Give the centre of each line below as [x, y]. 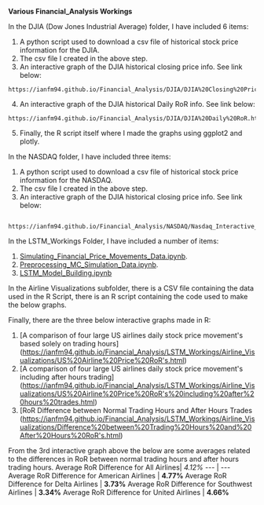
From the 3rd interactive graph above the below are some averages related [129, 450]
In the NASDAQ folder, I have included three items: [90, 157]
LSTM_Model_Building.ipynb [66, 273]
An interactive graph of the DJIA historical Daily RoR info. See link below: [137, 104]
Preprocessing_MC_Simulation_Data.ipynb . [89, 265]
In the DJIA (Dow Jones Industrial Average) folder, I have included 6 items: [128, 26]
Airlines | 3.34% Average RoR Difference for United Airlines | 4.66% [119, 492]
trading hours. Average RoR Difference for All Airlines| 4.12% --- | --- [119, 467]
